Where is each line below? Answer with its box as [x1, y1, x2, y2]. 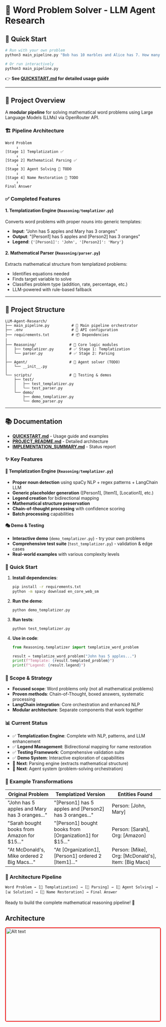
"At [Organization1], [53, 846, 100, 853]
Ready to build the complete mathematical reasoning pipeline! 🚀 [5, 900, 135, 906]
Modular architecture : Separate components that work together [12, 707, 143, 713]
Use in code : [12, 635, 39, 641]
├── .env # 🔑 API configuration [5, 327, 119, 332]
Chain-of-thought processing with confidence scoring [12, 505, 125, 511]
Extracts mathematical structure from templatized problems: [5, 261, 127, 267]
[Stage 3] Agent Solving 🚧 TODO [5, 166, 72, 172]
